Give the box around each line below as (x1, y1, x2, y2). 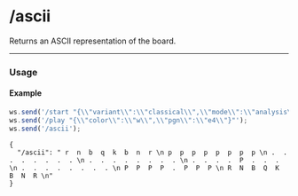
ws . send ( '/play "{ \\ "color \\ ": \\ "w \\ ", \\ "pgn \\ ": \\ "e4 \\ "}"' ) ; (9, 115, 248, 125)
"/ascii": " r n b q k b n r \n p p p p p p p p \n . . (17, 148, 288, 157)
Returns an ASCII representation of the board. (9, 35, 176, 46)
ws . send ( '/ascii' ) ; (9, 124, 82, 133)
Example (9, 88, 43, 98)
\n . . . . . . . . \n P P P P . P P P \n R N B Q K (9, 163, 279, 172)
